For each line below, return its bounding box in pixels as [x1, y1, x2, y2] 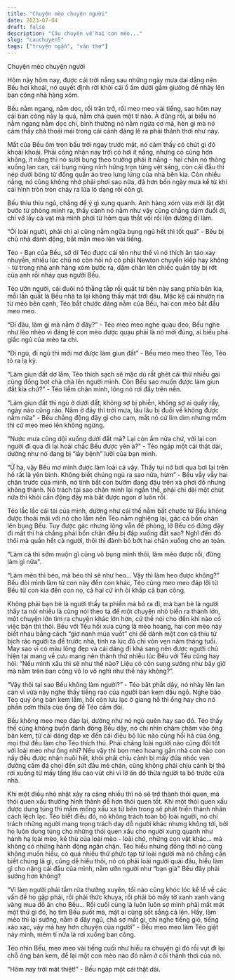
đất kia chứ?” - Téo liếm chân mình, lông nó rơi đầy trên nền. [7, 385, 182, 393]
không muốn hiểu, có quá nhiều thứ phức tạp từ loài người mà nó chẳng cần [7, 849, 227, 858]
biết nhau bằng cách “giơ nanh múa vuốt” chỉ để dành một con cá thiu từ [7, 629, 217, 638]
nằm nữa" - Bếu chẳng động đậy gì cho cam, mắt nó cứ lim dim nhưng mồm [7, 414, 227, 422]
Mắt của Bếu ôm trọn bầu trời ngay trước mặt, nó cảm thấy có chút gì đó [7, 141, 216, 148]
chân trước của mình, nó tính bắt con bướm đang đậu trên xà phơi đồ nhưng [7, 478, 226, 486]
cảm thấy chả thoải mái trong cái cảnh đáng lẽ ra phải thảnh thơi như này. [7, 127, 220, 135]
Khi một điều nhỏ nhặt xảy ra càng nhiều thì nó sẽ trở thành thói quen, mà [7, 790, 220, 798]
